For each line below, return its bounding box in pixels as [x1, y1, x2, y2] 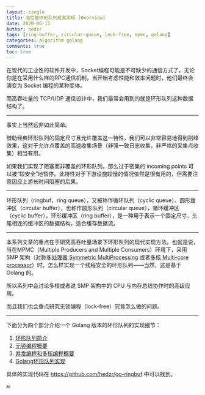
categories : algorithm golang [6, 37, 84, 43]
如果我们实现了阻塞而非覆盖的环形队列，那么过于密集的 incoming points [6, 162, 187, 170]
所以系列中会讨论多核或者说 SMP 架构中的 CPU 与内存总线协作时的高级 [6, 282, 185, 289]
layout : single [6, 9, 45, 15]
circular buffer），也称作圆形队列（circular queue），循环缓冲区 [22, 204, 180, 211]
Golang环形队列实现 [15, 357, 66, 364]
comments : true [6, 43, 45, 50]
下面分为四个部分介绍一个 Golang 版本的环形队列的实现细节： [6, 321, 161, 328]
